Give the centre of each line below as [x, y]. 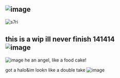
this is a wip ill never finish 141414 [60, 39]
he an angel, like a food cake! [56, 60]
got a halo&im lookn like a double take [45, 70]
